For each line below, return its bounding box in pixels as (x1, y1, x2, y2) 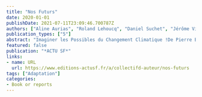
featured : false (6, 43, 47, 49)
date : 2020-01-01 (6, 14, 50, 20)
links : (6, 54, 23, 60)
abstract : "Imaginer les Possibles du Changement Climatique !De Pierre (6, 37, 192, 43)
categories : (6, 76, 36, 82)
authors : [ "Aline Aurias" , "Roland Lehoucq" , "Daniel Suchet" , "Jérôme (6, 25, 189, 32)
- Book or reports (6, 82, 52, 88)
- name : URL (6, 59, 36, 65)
